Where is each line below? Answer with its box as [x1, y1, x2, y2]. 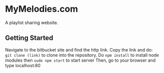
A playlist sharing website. [5, 20, 58, 25]
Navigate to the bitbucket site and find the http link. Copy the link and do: [5, 47, 153, 52]
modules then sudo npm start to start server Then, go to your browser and [5, 57, 156, 63]
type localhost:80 [5, 62, 41, 68]
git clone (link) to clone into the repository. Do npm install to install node [5, 52, 159, 58]
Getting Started [5, 34, 54, 42]
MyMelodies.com [5, 3, 78, 15]
